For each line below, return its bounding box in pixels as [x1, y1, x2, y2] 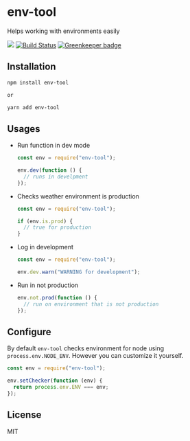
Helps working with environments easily [7, 27, 120, 35]
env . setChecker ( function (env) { [7, 377, 103, 385]
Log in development [16, 243, 74, 251]
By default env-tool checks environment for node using [7, 344, 165, 352]
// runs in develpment [23, 173, 88, 180]
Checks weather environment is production [16, 192, 139, 200]
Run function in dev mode [16, 142, 91, 150]
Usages [7, 123, 40, 135]
